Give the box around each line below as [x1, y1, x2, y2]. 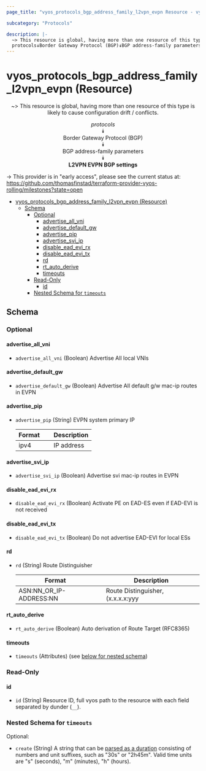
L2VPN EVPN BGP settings [68, 161, 138, 169]
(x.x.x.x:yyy [105, 594, 139, 602]
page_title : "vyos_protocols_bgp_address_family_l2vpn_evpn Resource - [6, 9, 193, 15]
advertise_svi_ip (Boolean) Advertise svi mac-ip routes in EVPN [15, 472, 179, 479]
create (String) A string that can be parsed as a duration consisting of [15, 744, 191, 752]
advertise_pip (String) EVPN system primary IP [15, 416, 135, 424]
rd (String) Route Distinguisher [15, 561, 93, 568]
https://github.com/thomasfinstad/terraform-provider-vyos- [6, 179, 158, 187]
